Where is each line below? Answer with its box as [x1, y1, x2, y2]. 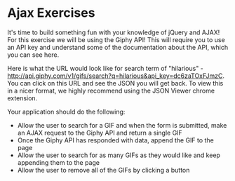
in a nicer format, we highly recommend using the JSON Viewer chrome [7, 86, 215, 95]
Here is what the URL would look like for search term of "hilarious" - [7, 64, 203, 72]
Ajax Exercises [7, 5, 95, 21]
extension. [7, 93, 38, 102]
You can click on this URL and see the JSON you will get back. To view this [7, 79, 224, 87]
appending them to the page [17, 158, 100, 166]
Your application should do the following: [7, 107, 126, 116]
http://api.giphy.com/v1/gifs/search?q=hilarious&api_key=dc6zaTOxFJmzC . [7, 72, 225, 80]
